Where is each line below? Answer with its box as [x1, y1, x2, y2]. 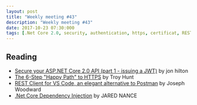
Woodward [14, 86, 42, 93]
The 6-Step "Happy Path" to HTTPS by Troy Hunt [14, 73, 134, 80]
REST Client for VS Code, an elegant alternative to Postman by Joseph [14, 79, 185, 86]
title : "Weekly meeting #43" [6, 14, 77, 20]
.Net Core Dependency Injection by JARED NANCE [14, 92, 138, 99]
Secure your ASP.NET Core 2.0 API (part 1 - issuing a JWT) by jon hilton [14, 67, 189, 74]
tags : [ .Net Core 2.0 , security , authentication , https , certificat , [6, 30, 180, 36]
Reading [6, 52, 37, 62]
